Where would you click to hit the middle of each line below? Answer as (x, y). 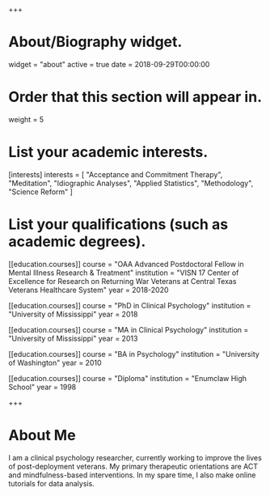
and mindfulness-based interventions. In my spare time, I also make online (132, 475)
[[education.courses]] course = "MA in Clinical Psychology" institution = (129, 329)
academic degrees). (77, 242)
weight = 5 (26, 119)
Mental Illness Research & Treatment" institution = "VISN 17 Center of (124, 273)
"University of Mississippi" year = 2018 (73, 314)
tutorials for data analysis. (51, 483)
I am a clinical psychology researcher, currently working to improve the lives (135, 457)
